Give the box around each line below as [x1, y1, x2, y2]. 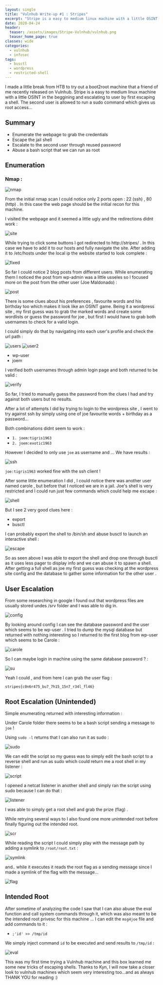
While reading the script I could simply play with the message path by [5, 840, 145, 846]
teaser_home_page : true [9, 35, 57, 39]
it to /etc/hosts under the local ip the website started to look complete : [5, 250, 147, 256]
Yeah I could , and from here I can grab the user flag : [5, 675, 112, 681]
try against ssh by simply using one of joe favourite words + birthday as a [5, 411, 152, 417]
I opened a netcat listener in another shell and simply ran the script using [5, 783, 151, 788]
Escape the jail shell [12, 137, 52, 143]
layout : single [5, 7, 36, 12]
